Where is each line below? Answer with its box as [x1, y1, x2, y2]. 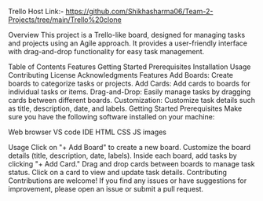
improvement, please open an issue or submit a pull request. [8, 185, 204, 193]
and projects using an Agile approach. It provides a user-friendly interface [8, 38, 248, 48]
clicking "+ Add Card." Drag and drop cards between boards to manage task [8, 159, 255, 168]
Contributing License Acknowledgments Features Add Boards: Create [8, 71, 234, 79]
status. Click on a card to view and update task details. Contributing [8, 168, 228, 177]
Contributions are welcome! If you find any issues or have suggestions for [8, 176, 247, 185]
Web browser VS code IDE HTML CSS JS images [8, 127, 167, 137]
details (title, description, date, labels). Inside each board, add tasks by [8, 151, 237, 160]
